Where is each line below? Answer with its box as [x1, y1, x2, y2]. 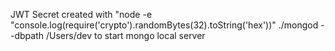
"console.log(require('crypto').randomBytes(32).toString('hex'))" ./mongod [10, 19, 319, 31]
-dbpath [10, 30, 45, 41]
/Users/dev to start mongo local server [45, 30, 206, 41]
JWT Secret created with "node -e [10, 9, 153, 20]
